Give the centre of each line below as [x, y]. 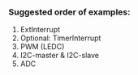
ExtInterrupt [40, 30]
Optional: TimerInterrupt [60, 38]
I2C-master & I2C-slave [60, 56]
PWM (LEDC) [42, 47]
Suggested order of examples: [69, 12]
